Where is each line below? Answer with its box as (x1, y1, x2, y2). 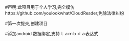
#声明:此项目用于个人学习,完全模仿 (5, 4, 75, 10)
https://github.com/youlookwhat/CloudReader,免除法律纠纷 (5, 10, 125, 16)
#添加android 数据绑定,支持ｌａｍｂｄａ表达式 (5, 31, 99, 36)
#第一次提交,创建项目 (5, 21, 48, 26)
